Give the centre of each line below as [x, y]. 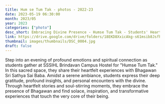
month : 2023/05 [21, 19]
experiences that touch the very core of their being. [57, 96]
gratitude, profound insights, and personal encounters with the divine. [76, 81]
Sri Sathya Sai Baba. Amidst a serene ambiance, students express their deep [82, 75]
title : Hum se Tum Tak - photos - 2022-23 [49, 10]
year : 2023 [16, 23]
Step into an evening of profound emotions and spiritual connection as [76, 60]
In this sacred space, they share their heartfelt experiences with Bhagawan [81, 70]
